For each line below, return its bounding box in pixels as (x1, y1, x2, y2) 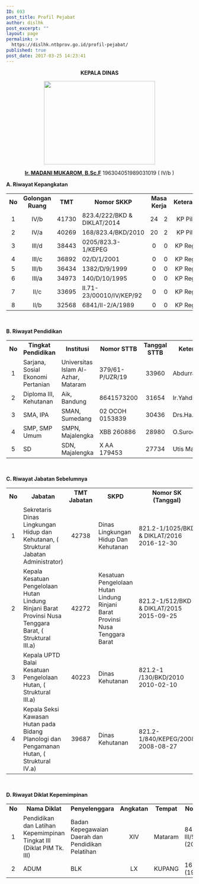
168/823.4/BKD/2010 (82, 228, 145, 236)
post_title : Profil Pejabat (6, 14, 76, 20)
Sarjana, (23, 358, 46, 366)
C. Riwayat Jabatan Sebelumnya (6, 475, 88, 482)
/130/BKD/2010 (138, 673, 184, 681)
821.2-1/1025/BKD (138, 524, 195, 532)
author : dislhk (6, 20, 44, 26)
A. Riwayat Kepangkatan (6, 180, 68, 187)
